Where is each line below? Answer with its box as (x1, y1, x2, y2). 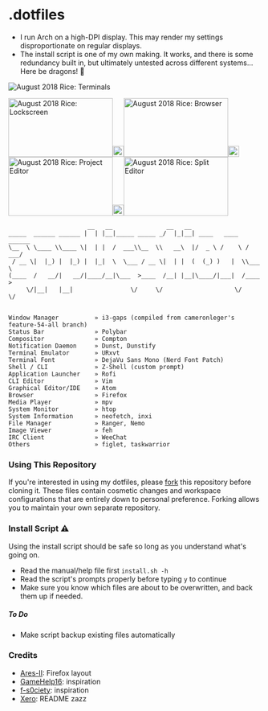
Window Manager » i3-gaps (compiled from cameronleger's (8, 314, 235, 322)
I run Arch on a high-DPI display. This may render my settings (19, 32, 223, 42)
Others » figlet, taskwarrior (8, 440, 171, 448)
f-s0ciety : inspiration (19, 685, 90, 695)
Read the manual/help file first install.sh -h (19, 565, 169, 575)
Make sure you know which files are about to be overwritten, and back (19, 582, 253, 592)
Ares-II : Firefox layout (19, 668, 92, 677)
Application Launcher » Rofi (8, 370, 116, 378)
